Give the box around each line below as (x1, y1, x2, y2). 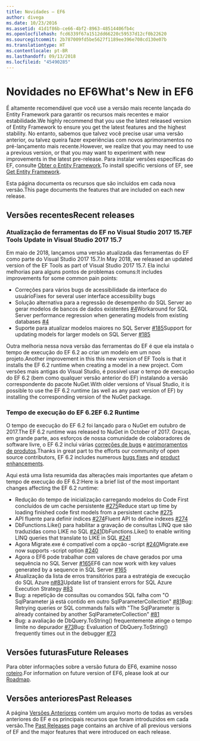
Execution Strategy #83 (14, 585, 73, 592)
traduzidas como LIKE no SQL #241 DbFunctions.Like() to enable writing (14, 528, 191, 535)
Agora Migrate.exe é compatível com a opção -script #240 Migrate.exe (14, 541, 189, 548)
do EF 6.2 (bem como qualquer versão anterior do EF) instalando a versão (6, 374, 188, 381)
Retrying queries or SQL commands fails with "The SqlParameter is (14, 604, 180, 612)
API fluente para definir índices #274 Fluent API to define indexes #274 (14, 515, 188, 522)
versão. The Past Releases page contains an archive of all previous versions (6, 722, 192, 729)
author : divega (6, 14, 44, 20)
